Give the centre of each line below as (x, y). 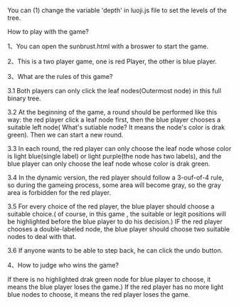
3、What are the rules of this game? (60, 76)
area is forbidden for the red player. (59, 192)
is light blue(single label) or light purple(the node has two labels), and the (115, 156)
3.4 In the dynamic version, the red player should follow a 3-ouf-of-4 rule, (116, 178)
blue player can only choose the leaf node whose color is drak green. (109, 164)
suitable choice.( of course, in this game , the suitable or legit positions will (117, 214)
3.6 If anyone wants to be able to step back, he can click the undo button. (115, 250)
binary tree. (24, 98)
